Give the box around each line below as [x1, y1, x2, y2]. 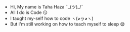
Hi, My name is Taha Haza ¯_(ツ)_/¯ [10, 4, 83, 9]
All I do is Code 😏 [10, 9, 48, 15]
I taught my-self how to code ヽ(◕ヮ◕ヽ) [10, 15, 94, 21]
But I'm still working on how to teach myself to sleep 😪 [10, 21, 125, 27]
